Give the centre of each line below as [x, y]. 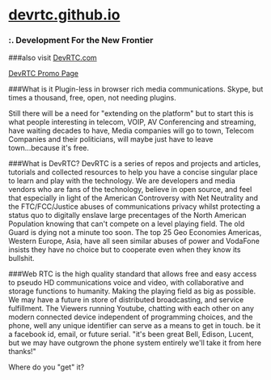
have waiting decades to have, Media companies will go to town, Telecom [131, 130]
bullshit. [21, 258]
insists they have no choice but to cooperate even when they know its [125, 250]
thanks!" [22, 352]
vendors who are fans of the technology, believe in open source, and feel [130, 190]
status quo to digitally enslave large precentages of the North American [127, 216]
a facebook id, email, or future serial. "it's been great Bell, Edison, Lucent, [131, 335]
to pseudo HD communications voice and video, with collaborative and [126, 283]
